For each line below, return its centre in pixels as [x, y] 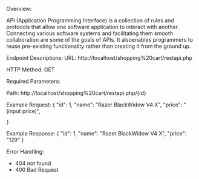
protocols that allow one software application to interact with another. [93, 27]
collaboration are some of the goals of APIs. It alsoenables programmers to [100, 40]
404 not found [33, 163]
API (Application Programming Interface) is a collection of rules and [90, 20]
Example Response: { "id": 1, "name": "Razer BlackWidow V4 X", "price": [96, 133]
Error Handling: [25, 151]
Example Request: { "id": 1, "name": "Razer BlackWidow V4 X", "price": [94, 105]
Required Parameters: [33, 81]
